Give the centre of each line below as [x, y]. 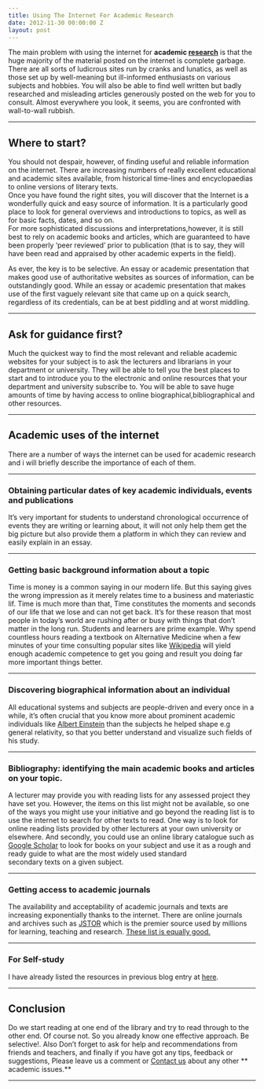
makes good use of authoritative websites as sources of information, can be [131, 277]
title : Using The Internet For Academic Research [91, 15]
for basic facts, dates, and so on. [61, 220]
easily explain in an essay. [50, 542]
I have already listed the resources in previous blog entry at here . [113, 977]
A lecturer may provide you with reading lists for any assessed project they [129, 795]
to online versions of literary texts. [63, 187]
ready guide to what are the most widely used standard [97, 854]
